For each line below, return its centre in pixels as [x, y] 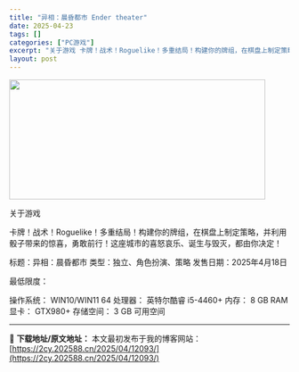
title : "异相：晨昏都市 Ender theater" [78, 17]
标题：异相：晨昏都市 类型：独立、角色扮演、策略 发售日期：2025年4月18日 [148, 262]
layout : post [33, 59]
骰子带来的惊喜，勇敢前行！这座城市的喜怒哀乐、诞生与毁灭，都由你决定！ [145, 243]
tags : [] [25, 34]
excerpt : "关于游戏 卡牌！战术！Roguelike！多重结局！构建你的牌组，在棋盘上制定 [145, 51]
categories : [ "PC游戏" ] [52, 42]
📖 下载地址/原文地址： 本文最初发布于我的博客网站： [105, 339]
